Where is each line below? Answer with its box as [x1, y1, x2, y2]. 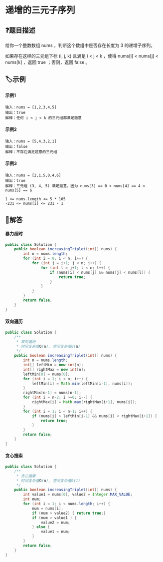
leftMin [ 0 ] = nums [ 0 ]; [23, 372, 70, 377]
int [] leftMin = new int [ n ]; [23, 363, 84, 368]
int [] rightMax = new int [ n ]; [23, 367, 86, 372]
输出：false [5, 144, 28, 149]
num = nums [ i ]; [31, 506, 64, 511]
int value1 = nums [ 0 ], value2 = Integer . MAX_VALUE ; [23, 492, 133, 497]
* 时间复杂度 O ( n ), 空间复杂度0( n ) [16, 344, 81, 349]
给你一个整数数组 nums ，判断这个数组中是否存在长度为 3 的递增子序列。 [5, 42, 156, 48]
